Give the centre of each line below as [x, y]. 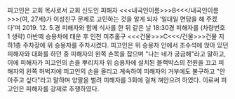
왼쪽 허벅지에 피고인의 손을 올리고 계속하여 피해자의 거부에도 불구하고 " [122, 71]
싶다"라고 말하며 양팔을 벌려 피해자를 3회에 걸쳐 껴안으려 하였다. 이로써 [122, 80]
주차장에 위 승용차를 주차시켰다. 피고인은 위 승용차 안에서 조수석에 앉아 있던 [126, 45]
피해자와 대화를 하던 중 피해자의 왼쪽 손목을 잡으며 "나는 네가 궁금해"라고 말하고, [117, 54]
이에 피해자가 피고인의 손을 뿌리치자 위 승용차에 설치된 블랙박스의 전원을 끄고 [112, 62]
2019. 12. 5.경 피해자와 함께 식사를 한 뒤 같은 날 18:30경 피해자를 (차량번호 [124, 28]
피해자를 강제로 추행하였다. [62, 89]
